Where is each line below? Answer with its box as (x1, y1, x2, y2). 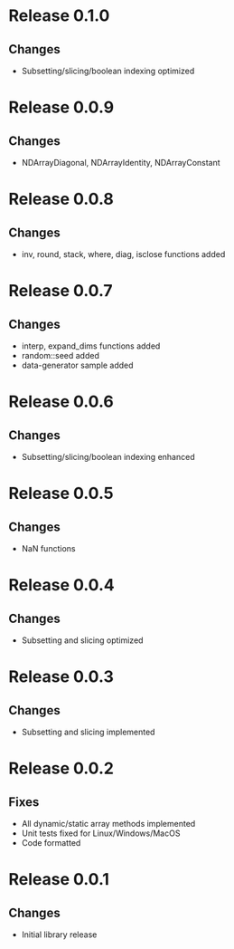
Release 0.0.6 (8, 391, 114, 412)
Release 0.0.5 (8, 484, 114, 503)
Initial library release (21, 929, 98, 940)
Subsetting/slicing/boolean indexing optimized (21, 65, 195, 76)
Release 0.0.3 (8, 666, 114, 687)
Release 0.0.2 (8, 758, 115, 779)
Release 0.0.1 (8, 869, 110, 890)
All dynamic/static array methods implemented (21, 819, 196, 829)
